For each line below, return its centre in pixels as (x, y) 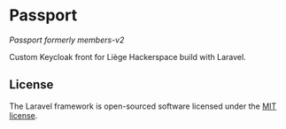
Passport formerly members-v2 (67, 40)
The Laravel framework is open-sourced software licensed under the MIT (143, 106)
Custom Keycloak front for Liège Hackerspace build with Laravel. (128, 57)
